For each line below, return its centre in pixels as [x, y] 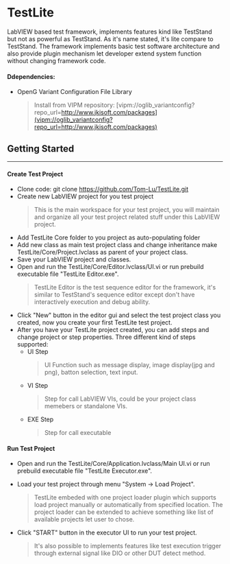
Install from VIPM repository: [74, 105]
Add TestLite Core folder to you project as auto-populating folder [108, 237]
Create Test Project [35, 174]
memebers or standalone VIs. [86, 406]
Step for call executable [78, 433]
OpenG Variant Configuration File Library [74, 92]
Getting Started [41, 149]
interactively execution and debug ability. [92, 302]
